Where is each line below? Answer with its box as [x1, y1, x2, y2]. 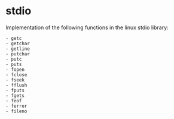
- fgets [5, 92, 25, 99]
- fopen [5, 67, 25, 73]
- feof [5, 98, 22, 104]
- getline [5, 46, 30, 52]
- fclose [5, 71, 28, 78]
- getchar [5, 40, 30, 46]
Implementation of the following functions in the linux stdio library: [5, 24, 169, 31]
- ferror [5, 103, 28, 109]
